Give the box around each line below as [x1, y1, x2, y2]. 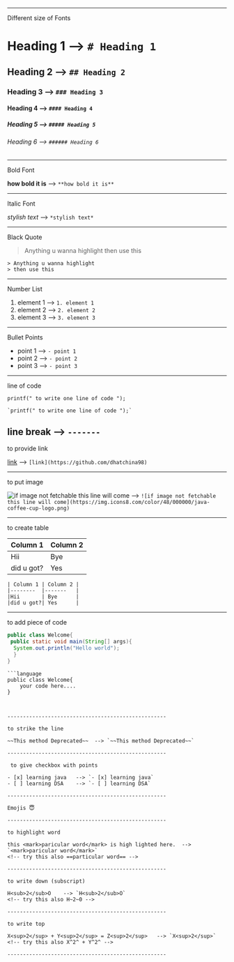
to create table [7, 524, 49, 532]
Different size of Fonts [7, 14, 71, 22]
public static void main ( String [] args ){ [10, 639, 132, 646]
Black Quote [7, 233, 43, 241]
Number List [7, 284, 43, 293]
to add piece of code [7, 618, 68, 627]
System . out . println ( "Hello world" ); [13, 645, 120, 652]
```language [7, 670, 42, 677]
